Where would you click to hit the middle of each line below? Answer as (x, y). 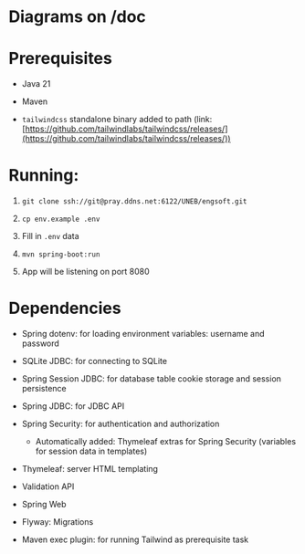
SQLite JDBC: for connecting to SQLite (95, 361)
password (41, 343)
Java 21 (36, 84)
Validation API (48, 486)
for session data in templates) (91, 451)
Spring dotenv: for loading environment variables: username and (143, 334)
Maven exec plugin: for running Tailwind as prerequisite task (135, 539)
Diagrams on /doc (78, 17)
